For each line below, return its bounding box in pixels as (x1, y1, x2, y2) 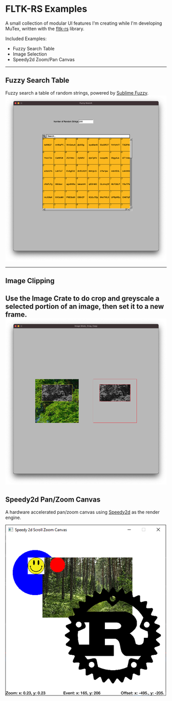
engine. (5, 514, 21, 521)
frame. (5, 310, 27, 319)
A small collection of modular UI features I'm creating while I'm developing (5, 20, 162, 26)
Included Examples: (5, 35, 47, 42)
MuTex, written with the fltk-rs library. (5, 25, 84, 31)
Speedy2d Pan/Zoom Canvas (5, 495, 101, 504)
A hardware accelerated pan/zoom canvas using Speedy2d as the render (5, 509, 160, 515)
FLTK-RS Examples (5, 3, 88, 15)
